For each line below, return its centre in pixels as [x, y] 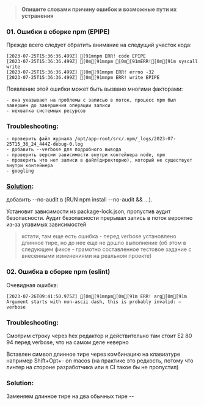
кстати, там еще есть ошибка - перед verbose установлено [99, 236]
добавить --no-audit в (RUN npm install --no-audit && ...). [79, 200]
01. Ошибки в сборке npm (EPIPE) [58, 31]
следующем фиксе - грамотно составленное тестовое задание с [106, 249]
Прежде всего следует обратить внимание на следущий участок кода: [99, 45]
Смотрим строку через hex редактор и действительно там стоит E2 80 [99, 336]
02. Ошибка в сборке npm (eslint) [58, 272]
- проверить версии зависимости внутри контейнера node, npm [86, 155]
